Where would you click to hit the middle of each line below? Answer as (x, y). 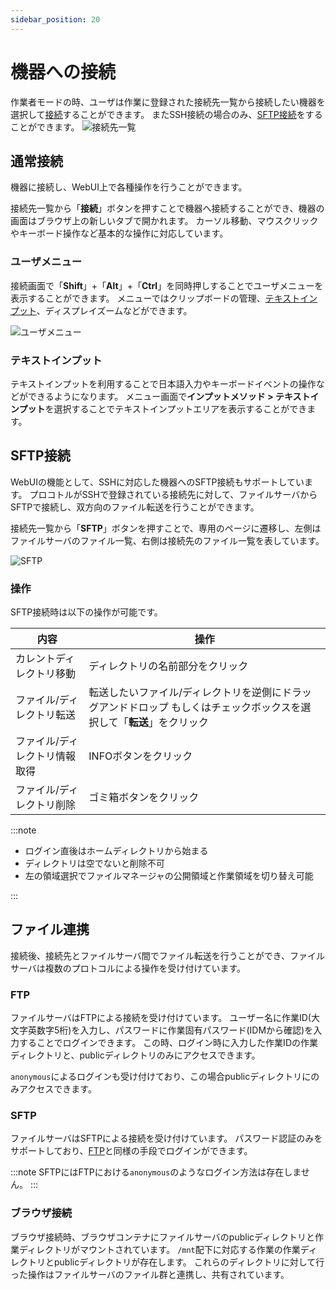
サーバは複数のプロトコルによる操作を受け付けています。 (128, 968)
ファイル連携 (50, 929)
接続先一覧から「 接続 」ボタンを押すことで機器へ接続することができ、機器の (167, 208)
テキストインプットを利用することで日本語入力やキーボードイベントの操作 (163, 383)
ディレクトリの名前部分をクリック (168, 666)
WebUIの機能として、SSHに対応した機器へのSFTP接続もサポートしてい (157, 482)
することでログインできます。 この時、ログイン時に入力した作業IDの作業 (168, 1043)
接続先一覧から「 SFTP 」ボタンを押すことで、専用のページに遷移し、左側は (166, 528)
